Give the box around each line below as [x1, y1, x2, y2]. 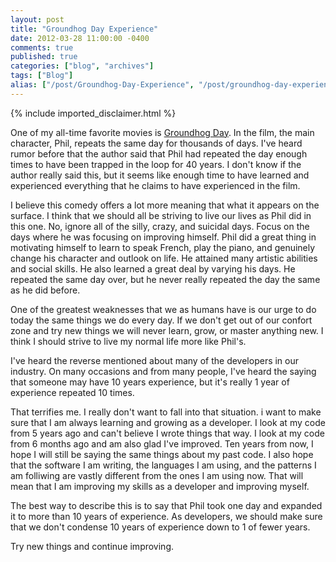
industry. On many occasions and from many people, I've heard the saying [10, 365, 317, 377]
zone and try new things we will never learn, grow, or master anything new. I [10, 324, 324, 336]
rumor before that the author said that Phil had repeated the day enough [10, 147, 308, 160]
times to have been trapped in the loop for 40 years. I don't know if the [10, 158, 302, 170]
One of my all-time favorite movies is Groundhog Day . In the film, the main [10, 126, 315, 138]
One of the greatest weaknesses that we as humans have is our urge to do [10, 303, 317, 315]
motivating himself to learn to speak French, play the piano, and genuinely [10, 241, 316, 253]
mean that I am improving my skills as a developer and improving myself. [10, 480, 310, 492]
